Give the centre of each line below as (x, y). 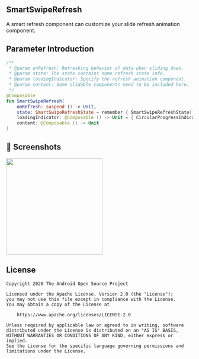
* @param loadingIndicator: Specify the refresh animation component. (97, 79)
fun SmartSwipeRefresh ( (36, 101)
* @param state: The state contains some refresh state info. (87, 73)
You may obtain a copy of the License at (58, 304)
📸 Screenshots (34, 147)
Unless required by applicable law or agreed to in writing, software (95, 325)
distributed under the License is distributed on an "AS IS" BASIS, (92, 330)
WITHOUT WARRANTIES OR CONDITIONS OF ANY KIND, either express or (90, 335)
